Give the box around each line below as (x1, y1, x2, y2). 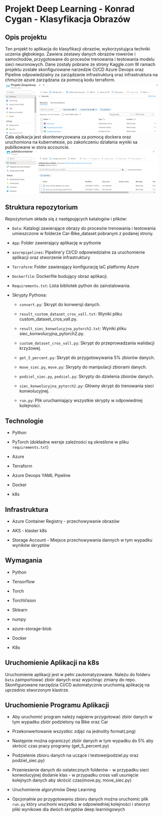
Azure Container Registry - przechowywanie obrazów (12, 518, 120, 524)
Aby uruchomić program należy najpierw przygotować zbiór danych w (12, 714, 153, 720)
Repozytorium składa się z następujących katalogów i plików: (5, 216, 128, 222)
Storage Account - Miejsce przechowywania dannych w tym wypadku (12, 537, 153, 543)
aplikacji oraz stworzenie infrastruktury (12, 255, 91, 260)
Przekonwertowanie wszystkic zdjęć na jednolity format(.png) (12, 729, 136, 734)
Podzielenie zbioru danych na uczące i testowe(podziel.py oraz (12, 752, 139, 758)
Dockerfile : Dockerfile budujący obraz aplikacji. (12, 273, 108, 279)
